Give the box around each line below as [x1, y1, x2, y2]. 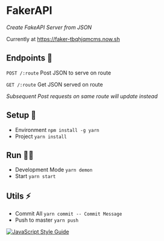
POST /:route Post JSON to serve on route [6, 69, 112, 76]
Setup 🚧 [6, 110, 37, 120]
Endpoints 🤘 [6, 53, 53, 64]
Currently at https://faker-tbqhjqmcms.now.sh [6, 35, 121, 42]
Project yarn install [14, 133, 68, 140]
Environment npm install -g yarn [14, 126, 99, 133]
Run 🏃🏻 [6, 150, 34, 160]
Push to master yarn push [14, 216, 79, 224]
